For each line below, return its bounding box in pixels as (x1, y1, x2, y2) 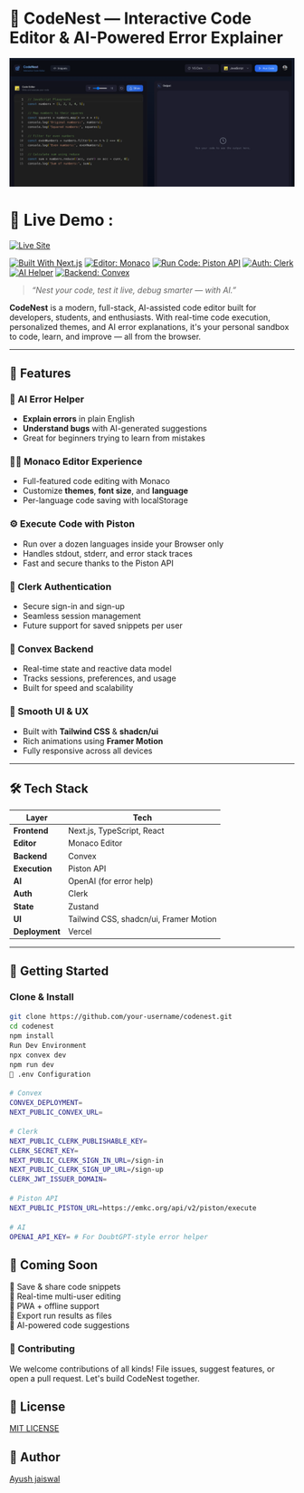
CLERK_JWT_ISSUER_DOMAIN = (9, 1175, 107, 1184)
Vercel (67, 926, 92, 937)
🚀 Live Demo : (9, 209, 114, 230)
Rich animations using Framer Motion (22, 735, 164, 746)
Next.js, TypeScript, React (67, 825, 165, 837)
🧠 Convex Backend (9, 643, 94, 655)
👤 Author (9, 1449, 61, 1465)
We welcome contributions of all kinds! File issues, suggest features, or (9, 1363, 275, 1374)
